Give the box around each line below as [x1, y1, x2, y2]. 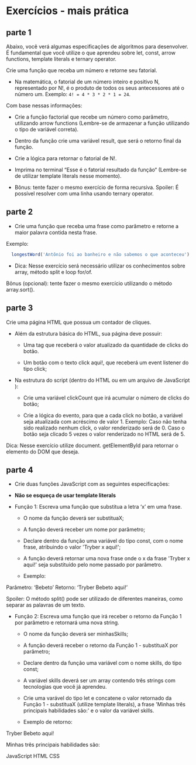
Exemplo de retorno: [23, 719, 73, 726]
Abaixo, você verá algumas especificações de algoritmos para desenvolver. [6, 43, 188, 50]
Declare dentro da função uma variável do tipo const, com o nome [23, 537, 183, 544]
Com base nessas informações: [6, 102, 82, 109]
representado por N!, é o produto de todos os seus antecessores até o [14, 84, 184, 92]
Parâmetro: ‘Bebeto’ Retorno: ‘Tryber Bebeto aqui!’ [6, 584, 128, 591]
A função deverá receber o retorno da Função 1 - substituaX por [23, 642, 178, 649]
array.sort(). [6, 286, 35, 293]
